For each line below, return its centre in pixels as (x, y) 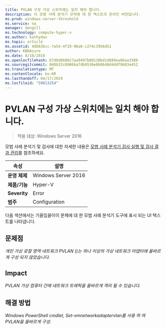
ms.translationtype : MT (30, 70)
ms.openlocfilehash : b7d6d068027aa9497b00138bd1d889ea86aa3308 (72, 60)
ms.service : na (21, 23)
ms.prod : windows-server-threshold (42, 19)
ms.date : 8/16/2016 (25, 55)
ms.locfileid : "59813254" (32, 83)
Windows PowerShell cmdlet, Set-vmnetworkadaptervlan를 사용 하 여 (75, 315)
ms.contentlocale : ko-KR (31, 74)
